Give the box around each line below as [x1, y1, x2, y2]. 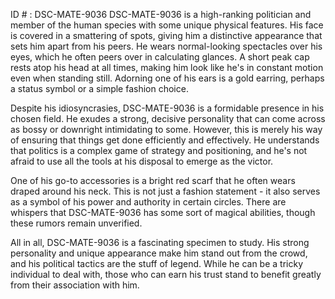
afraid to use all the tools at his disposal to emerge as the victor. [10, 155, 274, 167]
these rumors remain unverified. [10, 217, 143, 229]
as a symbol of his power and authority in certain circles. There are [10, 196, 287, 208]
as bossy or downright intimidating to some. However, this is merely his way [10, 124, 323, 135]
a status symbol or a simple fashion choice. [10, 83, 189, 94]
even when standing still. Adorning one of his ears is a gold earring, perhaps [10, 72, 325, 84]
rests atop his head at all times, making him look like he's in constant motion [10, 62, 324, 73]
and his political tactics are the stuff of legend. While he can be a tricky [10, 258, 304, 269]
